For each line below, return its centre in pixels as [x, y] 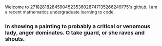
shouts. [15, 39]
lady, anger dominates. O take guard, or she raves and [75, 33]
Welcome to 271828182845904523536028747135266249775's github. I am [81, 7]
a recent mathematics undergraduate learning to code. [60, 12]
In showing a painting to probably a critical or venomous [78, 27]
